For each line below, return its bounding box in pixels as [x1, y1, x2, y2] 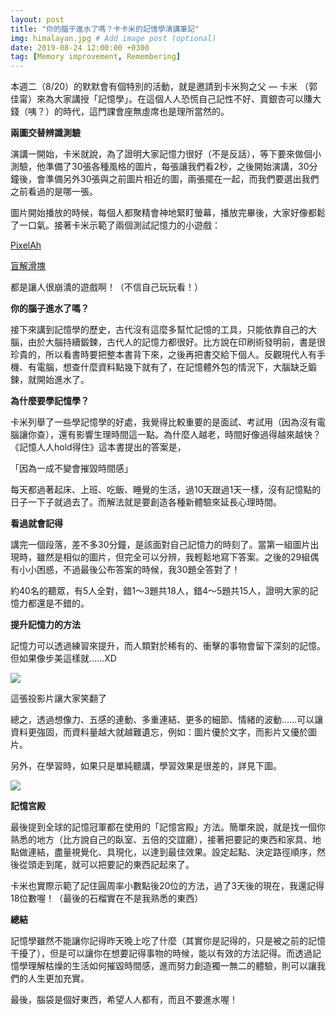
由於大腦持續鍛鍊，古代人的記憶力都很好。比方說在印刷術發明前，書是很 [27, 336, 326, 348]
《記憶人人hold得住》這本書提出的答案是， [10, 441, 187, 453]
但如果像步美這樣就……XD [10, 652, 117, 665]
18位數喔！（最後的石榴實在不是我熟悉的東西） [10, 892, 204, 905]
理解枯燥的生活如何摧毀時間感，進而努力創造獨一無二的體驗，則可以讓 [27, 960, 317, 972]
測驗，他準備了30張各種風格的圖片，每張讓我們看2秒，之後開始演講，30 [10, 161, 310, 173]
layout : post [10, 14, 65, 25]
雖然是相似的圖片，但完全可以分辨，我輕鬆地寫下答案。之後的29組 [36, 551, 311, 563]
